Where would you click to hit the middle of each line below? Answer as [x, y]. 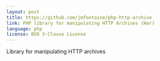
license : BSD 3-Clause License [46, 34]
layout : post [23, 12]
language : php [25, 29]
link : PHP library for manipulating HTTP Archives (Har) [81, 23]
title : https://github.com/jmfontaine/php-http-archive [79, 18]
